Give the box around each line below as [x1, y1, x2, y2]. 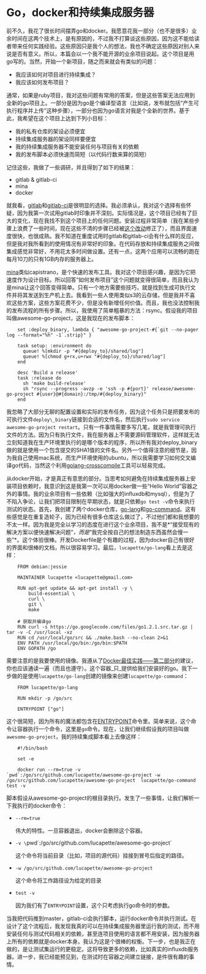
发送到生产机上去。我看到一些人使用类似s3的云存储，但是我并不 [27, 291, 190, 298]
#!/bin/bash [17, 745, 48, 751]
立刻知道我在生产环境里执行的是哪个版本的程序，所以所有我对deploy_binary [6, 438, 197, 446]
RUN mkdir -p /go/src [17, 695, 72, 702]
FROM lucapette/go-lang [17, 684, 78, 690]
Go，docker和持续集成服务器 [6, 6, 154, 20]
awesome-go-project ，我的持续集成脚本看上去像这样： [6, 733, 142, 740]
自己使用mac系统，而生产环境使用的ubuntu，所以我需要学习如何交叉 [17, 454, 191, 461]
